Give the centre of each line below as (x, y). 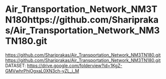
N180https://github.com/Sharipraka (82, 20)
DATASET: (16, 65)
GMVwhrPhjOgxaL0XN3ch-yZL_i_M (42, 70)
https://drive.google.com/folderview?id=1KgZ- (75, 65)
